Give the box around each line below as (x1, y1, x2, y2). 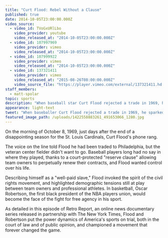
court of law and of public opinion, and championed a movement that (5, 221, 147, 227)
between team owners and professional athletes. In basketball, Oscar (5, 185, 148, 191)
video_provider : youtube (14, 31, 66, 36)
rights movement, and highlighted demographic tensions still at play (5, 180, 145, 186)
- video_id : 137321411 (9, 68, 57, 73)
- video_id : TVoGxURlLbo (9, 26, 61, 31)
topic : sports (5, 96, 35, 101)
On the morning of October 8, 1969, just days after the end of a (5, 129, 135, 135)
